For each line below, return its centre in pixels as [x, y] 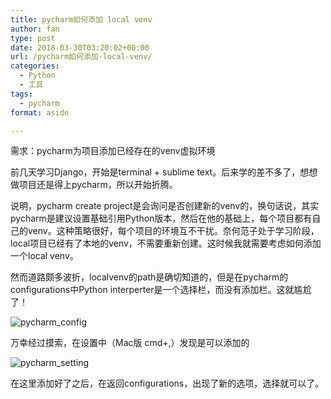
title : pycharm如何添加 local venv [81, 19]
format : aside [40, 112]
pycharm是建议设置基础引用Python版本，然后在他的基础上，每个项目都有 [161, 218]
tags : [21, 94]
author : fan [35, 29]
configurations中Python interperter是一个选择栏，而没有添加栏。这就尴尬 [161, 290]
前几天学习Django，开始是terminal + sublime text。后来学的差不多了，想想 [164, 172]
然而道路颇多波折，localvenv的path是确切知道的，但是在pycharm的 [149, 277]
